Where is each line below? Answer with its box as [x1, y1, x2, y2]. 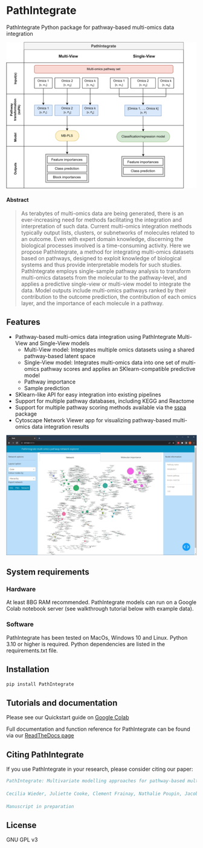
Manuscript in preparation [6, 803, 74, 809]
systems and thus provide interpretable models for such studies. [21, 261, 182, 268]
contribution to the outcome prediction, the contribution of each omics [21, 294, 196, 300]
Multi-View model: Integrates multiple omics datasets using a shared [24, 345, 195, 353]
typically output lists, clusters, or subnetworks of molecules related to [21, 229, 195, 236]
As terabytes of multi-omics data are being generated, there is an [21, 210, 184, 217]
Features [6, 317, 40, 327]
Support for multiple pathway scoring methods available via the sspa [14, 403, 186, 411]
